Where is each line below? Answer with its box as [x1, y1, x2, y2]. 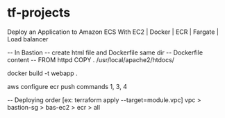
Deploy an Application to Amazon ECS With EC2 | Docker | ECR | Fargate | [7, 28, 219, 36]
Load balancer [7, 35, 49, 43]
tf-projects [7, 5, 71, 21]
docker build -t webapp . [7, 69, 78, 77]
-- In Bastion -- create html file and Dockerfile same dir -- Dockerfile [7, 48, 203, 57]
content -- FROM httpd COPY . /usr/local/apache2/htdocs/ [7, 55, 175, 63]
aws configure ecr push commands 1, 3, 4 [7, 82, 127, 90]
